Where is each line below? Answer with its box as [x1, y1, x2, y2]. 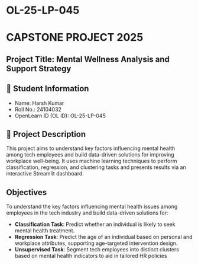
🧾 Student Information [6, 84, 89, 94]
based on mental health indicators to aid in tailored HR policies [14, 253, 167, 260]
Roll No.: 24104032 [14, 106, 62, 113]
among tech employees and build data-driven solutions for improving [6, 151, 174, 158]
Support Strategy [6, 63, 72, 74]
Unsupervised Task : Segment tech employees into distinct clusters [14, 246, 179, 253]
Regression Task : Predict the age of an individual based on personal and [14, 234, 193, 241]
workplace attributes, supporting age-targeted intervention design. [14, 240, 178, 247]
